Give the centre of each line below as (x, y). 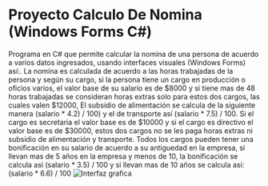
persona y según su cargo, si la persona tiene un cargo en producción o (127, 79)
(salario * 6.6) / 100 (40, 173)
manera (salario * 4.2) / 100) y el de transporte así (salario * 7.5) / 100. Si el (131, 113)
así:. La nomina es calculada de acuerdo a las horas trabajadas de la (121, 71)
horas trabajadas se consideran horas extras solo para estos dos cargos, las (134, 96)
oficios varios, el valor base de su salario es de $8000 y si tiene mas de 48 (132, 88)
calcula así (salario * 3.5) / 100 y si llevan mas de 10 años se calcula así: (126, 164)
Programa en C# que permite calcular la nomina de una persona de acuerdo (134, 54)
